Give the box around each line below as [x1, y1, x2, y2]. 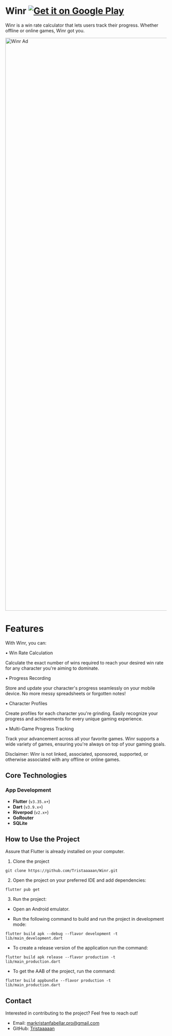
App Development [5, 786, 51, 794]
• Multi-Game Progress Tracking [5, 726, 74, 732]
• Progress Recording [5, 675, 51, 681]
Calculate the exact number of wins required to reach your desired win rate [5, 659, 164, 666]
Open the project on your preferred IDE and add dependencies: [12, 877, 146, 883]
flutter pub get [5, 887, 40, 893]
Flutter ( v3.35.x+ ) [12, 798, 50, 804]
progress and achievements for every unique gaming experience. [5, 715, 143, 722]
